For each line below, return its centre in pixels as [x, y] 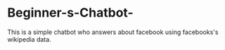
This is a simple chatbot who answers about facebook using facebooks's [113, 32]
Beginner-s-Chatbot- [70, 13]
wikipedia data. [29, 39]
